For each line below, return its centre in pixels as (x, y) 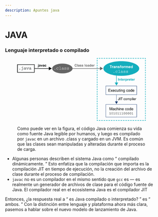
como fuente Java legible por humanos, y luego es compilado (79, 133)
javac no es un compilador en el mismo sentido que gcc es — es (76, 179)
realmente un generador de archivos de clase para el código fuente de (83, 184)
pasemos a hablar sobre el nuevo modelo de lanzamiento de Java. (71, 209)
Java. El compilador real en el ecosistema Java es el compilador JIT (80, 189)
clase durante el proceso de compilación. (53, 174)
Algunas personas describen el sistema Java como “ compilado (75, 159)
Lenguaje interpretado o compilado (47, 50)
